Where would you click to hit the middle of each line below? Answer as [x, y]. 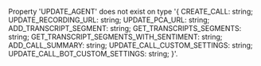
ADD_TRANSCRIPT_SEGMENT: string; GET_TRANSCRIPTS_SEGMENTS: [125, 28]
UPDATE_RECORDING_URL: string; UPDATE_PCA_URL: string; [109, 20]
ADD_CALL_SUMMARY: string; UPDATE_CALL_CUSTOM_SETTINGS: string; [130, 45]
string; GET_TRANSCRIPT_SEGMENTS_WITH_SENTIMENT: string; [115, 37]
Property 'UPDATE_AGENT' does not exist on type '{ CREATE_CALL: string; [130, 12]
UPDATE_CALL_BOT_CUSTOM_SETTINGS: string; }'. [93, 54]
